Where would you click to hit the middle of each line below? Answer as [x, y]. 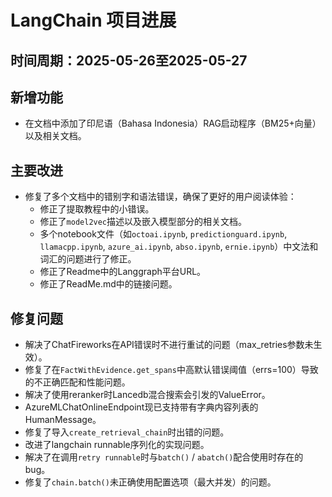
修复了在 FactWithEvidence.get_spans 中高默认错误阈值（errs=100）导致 [171, 370]
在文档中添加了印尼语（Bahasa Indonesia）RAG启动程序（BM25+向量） [173, 123]
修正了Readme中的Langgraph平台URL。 [123, 272]
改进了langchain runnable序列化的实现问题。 [117, 445]
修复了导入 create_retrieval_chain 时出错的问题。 [127, 432]
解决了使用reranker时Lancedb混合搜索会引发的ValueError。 [147, 395]
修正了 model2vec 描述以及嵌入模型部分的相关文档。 [143, 222]
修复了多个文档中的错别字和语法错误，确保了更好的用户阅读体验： [160, 197]
